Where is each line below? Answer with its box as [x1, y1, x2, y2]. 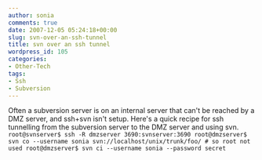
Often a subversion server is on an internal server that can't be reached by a [8, 106, 255, 115]
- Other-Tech [8, 63, 51, 71]
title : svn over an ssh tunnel [8, 41, 111, 49]
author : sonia [8, 11, 55, 20]
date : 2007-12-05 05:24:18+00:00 [8, 26, 118, 34]
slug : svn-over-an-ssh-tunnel [8, 33, 107, 42]
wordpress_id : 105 [8, 48, 68, 56]
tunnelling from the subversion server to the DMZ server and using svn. [8, 122, 239, 132]
